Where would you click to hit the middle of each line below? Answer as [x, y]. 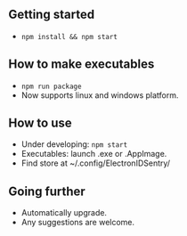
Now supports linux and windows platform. [100, 95]
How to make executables [81, 65]
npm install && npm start [69, 37]
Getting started [52, 15]
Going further [47, 191]
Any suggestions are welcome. [78, 223]
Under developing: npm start [74, 144]
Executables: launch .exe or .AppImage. [94, 154]
